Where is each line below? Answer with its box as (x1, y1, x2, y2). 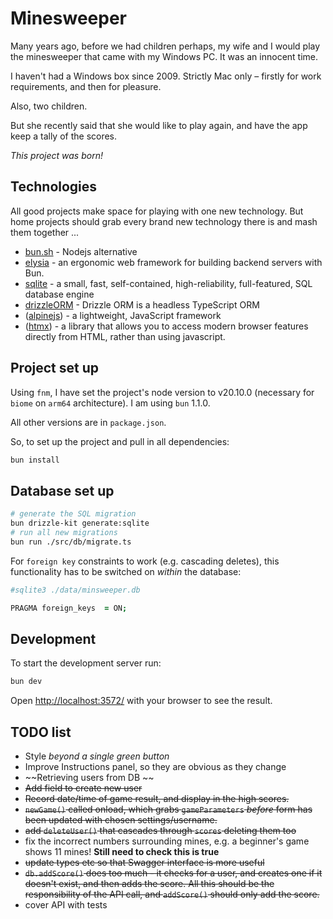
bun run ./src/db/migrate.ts (10, 537, 132, 547)
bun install (10, 455, 60, 465)
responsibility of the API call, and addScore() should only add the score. (24, 888, 320, 900)
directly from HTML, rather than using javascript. (24, 330, 226, 342)
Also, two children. (10, 100, 88, 112)
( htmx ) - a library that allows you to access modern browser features (24, 320, 309, 332)
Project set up (10, 360, 99, 377)
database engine (24, 288, 95, 300)
